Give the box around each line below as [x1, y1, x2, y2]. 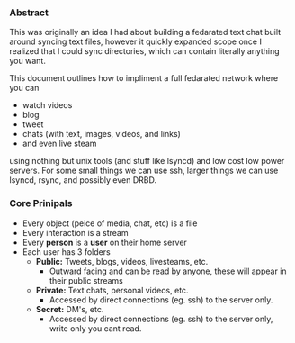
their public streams [49, 275, 123, 285]
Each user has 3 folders [22, 246, 111, 257]
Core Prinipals [9, 197, 73, 210]
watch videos [22, 100, 73, 111]
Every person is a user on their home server [22, 237, 187, 248]
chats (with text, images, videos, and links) [22, 129, 182, 140]
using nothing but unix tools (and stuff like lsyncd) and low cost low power [9, 156, 285, 167]
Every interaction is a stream [22, 227, 129, 238]
